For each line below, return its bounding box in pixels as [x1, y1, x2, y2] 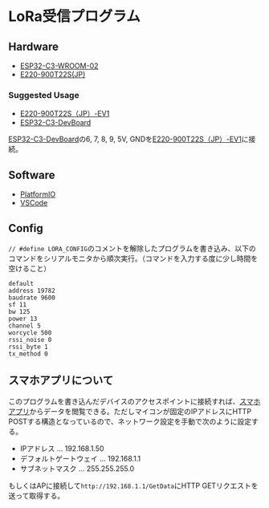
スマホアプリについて [8, 374, 114, 388]
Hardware [8, 39, 59, 53]
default [8, 279, 35, 287]
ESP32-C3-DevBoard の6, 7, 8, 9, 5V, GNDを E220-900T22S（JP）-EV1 [8, 134, 243, 144]
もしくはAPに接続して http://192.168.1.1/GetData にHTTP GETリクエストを [8, 481, 259, 490]
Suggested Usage [8, 89, 79, 100]
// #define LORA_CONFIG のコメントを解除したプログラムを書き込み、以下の [8, 243, 257, 253]
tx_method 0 [8, 350, 48, 358]
